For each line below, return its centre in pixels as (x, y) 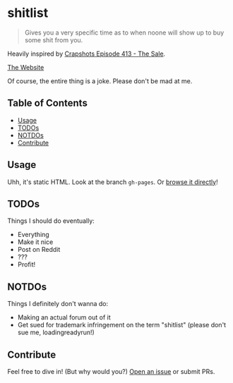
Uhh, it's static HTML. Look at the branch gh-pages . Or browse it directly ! (113, 182)
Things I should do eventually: (51, 221)
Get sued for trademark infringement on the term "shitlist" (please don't (122, 325)
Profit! (26, 265)
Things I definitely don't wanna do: (58, 304)
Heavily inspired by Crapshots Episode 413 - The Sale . (86, 54)
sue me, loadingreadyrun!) (56, 332)
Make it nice (35, 242)
